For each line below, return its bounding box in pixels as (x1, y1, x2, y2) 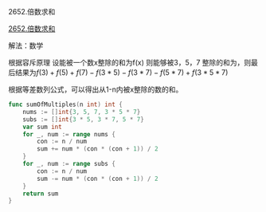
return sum (22, 190, 59, 198)
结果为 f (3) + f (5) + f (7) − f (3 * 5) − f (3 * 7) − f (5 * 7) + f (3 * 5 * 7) (14, 68, 229, 77)
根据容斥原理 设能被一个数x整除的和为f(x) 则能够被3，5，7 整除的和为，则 (8, 58, 252, 67)
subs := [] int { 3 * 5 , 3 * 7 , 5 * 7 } (22, 115, 145, 124)
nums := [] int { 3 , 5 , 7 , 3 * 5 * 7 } (22, 108, 141, 116)
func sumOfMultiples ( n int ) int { (8, 100, 123, 108)
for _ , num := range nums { (22, 130, 115, 138)
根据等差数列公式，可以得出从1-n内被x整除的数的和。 (8, 84, 183, 94)
